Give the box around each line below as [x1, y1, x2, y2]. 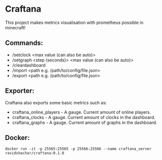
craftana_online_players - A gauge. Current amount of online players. [12, 109, 151, 115]
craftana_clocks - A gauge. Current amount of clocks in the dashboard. [12, 114, 156, 120]
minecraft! [5, 24, 26, 30]
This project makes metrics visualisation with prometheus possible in [5, 20, 144, 25]
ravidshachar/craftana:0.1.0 [5, 151, 64, 156]
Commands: [5, 39, 43, 47]
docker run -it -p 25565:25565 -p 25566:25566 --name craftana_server [5, 146, 152, 152]
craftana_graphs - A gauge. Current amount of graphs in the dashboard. [12, 120, 158, 125]
